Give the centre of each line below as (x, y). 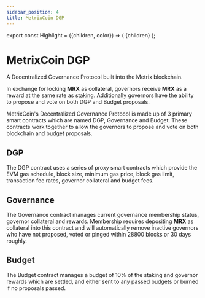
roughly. (17, 241)
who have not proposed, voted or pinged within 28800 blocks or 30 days (99, 235)
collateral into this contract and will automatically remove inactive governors (102, 228)
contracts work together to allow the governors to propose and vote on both (102, 127)
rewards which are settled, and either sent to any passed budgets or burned (102, 281)
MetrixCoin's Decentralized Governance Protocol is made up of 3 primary (99, 114)
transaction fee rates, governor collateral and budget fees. (80, 181)
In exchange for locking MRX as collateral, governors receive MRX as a (97, 89)
